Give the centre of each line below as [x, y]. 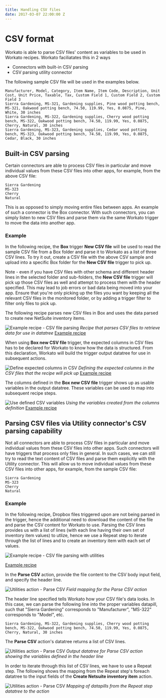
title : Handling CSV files [33, 10]
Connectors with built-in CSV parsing [50, 67]
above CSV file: [21, 176]
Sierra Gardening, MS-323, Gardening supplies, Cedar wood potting [76, 130]
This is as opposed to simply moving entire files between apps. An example [82, 207]
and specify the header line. [34, 580]
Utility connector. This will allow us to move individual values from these [78, 464]
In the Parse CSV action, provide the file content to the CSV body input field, [83, 574]
